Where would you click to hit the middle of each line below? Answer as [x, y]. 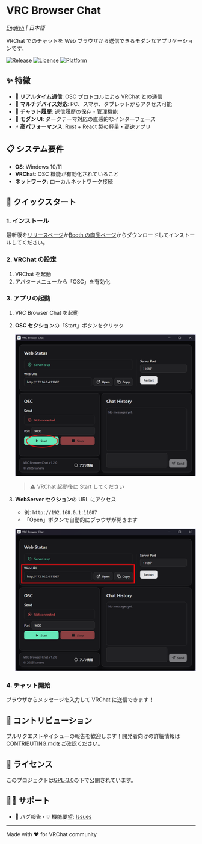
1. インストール [28, 220]
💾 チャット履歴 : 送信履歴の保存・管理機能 [66, 111]
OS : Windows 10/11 [38, 167]
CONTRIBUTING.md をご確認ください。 [55, 743]
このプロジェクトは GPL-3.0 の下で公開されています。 [71, 780]
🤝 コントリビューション [49, 720]
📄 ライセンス [29, 764]
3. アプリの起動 [29, 299]
